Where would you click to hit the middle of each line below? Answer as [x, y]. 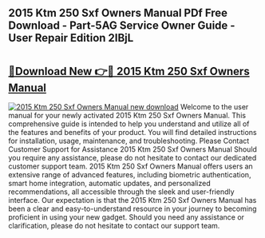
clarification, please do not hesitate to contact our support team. [114, 226]
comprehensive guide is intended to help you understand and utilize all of [129, 124]
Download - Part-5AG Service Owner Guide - [122, 26]
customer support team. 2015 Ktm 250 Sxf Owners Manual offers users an [131, 166]
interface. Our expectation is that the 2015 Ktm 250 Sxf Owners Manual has [132, 200]
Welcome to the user [214, 107]
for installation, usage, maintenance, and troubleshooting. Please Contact [129, 141]
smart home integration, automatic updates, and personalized [110, 183]
